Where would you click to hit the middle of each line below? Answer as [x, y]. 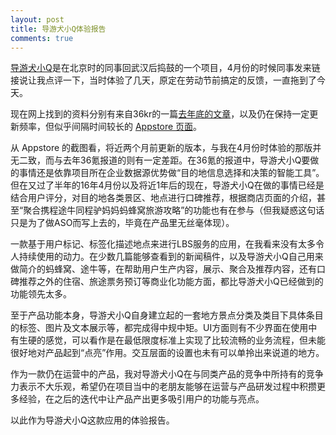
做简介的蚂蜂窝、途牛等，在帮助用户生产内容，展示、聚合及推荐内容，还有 [163, 269]
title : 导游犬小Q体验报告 [58, 29]
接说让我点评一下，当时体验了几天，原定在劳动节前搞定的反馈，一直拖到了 [163, 80]
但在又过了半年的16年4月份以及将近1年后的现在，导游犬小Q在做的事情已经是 [167, 185]
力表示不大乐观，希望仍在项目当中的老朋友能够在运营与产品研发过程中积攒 [163, 387]
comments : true [42, 38]
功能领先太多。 [41, 294]
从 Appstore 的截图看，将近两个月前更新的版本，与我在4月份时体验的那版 [161, 148]
